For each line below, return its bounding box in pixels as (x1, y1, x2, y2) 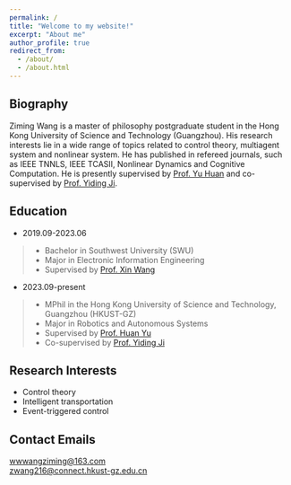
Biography (9, 96, 69, 112)
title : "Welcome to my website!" (9, 22, 134, 31)
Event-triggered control (21, 406, 109, 417)
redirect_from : (9, 47, 66, 56)
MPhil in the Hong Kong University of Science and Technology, (44, 298, 277, 310)
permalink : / (9, 13, 58, 22)
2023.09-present (21, 281, 86, 292)
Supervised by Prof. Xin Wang (44, 264, 156, 275)
